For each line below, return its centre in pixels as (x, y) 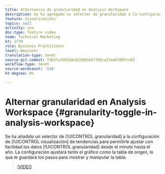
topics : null (18, 23)
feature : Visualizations (30, 19)
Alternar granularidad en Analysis (76, 102)
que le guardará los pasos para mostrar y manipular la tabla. (66, 157)
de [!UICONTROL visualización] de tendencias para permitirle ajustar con (79, 141)
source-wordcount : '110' (30, 69)
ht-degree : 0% (20, 74)
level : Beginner (22, 50)
